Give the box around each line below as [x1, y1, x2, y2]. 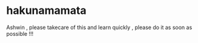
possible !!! [6, 30, 34, 37]
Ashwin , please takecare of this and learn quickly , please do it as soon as [6, 24, 193, 31]
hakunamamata [6, 4, 87, 18]
